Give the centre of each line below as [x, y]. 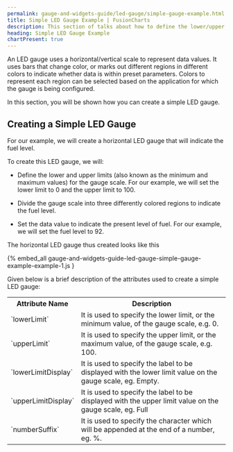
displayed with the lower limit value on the [149, 372]
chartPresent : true [35, 40]
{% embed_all [27, 258]
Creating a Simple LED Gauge [72, 124]
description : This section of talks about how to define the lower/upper [116, 26]
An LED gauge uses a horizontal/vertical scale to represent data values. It [112, 59]
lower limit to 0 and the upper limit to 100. [76, 190]
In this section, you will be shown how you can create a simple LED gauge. [114, 102]
